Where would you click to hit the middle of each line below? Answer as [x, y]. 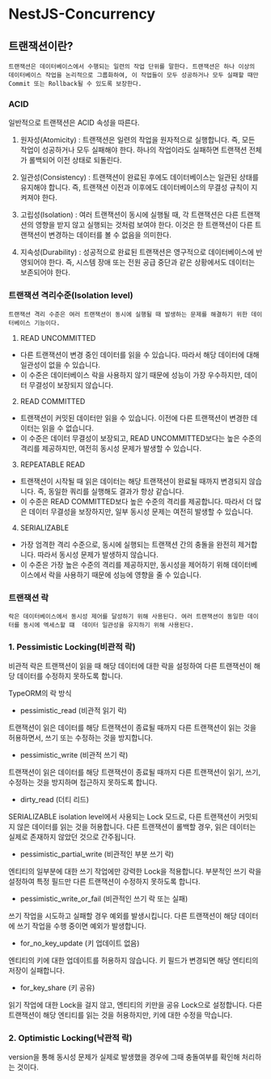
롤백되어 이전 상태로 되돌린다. [75, 160]
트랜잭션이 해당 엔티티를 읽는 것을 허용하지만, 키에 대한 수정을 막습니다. [121, 1015]
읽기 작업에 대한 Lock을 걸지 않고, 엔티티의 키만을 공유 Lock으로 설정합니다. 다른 [135, 1005]
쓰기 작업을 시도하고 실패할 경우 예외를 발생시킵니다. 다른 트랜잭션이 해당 [123, 916]
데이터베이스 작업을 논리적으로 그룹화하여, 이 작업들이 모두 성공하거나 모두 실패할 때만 [133, 75]
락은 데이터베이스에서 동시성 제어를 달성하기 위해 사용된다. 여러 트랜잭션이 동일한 [126, 616]
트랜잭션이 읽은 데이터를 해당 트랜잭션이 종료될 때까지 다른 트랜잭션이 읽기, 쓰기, [135, 772]
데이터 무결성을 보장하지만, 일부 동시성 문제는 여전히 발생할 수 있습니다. [141, 512]
